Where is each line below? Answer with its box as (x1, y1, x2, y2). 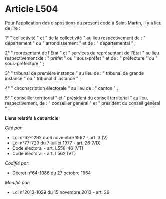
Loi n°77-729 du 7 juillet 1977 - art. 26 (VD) (12, 140, 101, 146)
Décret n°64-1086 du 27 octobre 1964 (12, 170, 91, 176)
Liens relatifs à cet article (5, 115, 59, 121)
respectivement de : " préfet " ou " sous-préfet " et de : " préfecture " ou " (5, 55, 158, 61)
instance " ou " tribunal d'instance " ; (5, 75, 81, 81)
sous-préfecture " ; (5, 60, 45, 66)
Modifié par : (5, 179, 31, 185)
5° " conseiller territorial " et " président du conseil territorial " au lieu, (5, 95, 148, 101)
